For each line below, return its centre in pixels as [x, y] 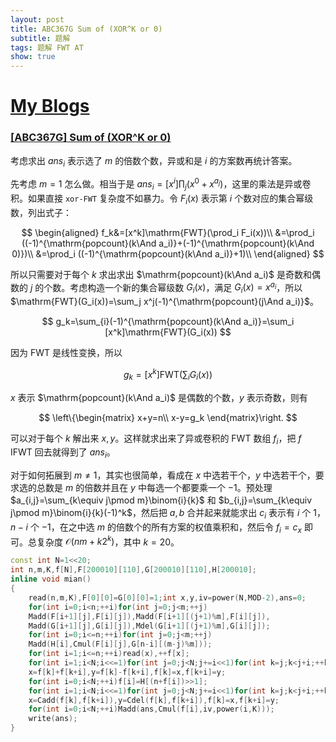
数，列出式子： [41, 212]
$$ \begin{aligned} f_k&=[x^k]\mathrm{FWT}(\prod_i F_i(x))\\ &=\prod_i [168, 232]
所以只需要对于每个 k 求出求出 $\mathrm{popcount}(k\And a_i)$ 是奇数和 [161, 274]
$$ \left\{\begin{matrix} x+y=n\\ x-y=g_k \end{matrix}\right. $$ [168, 417]
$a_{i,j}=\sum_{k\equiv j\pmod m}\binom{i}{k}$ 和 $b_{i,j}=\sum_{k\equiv [161, 500]
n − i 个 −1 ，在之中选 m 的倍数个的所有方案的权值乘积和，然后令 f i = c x [156, 528]
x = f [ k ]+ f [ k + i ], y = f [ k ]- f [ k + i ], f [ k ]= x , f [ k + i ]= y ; [127, 672]
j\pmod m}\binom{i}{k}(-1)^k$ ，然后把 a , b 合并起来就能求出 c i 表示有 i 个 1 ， [168, 514]
